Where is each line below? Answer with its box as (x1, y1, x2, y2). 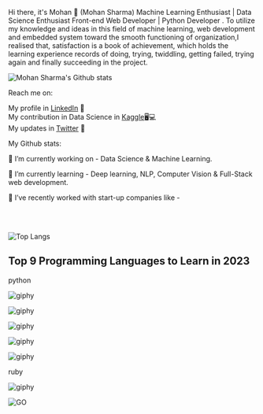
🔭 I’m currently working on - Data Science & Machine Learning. (8, 154, 213, 163)
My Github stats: (8, 139, 61, 148)
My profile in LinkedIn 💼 (8, 103, 85, 113)
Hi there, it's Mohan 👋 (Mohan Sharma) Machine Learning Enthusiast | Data (8, 8, 252, 17)
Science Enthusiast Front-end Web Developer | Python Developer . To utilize (8, 16, 256, 25)
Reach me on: (8, 88, 54, 98)
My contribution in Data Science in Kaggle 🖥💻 (8, 113, 157, 121)
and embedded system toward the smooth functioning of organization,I (8, 32, 239, 42)
